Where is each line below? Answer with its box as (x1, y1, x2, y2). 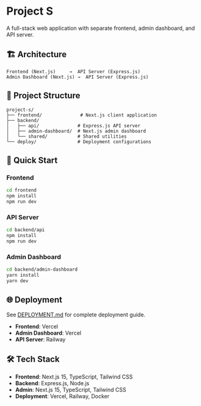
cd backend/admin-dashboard (6, 266, 78, 272)
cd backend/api (6, 227, 45, 233)
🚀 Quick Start (6, 155, 58, 165)
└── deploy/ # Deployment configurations (6, 138, 152, 144)
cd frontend (6, 187, 37, 193)
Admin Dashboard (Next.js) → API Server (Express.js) (6, 74, 149, 80)
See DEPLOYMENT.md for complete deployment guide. (6, 311, 145, 318)
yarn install (6, 272, 40, 278)
